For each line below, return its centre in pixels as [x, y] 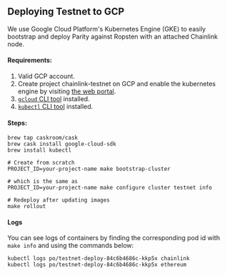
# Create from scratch [41, 163]
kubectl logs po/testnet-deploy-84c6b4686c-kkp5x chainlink [99, 259]
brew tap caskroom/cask [43, 138]
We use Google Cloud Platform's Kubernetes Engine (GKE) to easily [107, 28]
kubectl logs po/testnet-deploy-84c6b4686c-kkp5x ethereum [97, 265]
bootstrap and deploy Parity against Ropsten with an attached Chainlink [113, 36]
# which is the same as [43, 182]
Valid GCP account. [46, 76]
